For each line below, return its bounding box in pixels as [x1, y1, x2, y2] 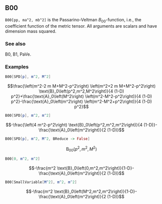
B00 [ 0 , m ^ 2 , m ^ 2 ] [5, 157, 40, 161]
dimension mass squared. [5, 28, 57, 34]
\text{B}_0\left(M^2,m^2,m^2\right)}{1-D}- [54, 188, 137, 194]
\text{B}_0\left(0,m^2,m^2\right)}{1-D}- [56, 165, 134, 171]
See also [5, 40, 26, 47]
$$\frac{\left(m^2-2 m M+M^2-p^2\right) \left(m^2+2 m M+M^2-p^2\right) [7, 83, 156, 89]
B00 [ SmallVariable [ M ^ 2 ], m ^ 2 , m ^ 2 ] [5, 180, 77, 185]
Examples [5, 63, 29, 70]
